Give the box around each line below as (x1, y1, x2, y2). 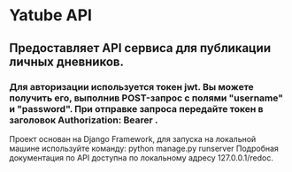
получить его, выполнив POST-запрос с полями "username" (9, 92, 283, 104)
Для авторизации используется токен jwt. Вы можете (9, 80, 254, 93)
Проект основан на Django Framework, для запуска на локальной (9, 133, 257, 144)
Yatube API (9, 5, 93, 26)
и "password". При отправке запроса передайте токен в (9, 102, 264, 115)
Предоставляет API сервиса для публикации (9, 41, 272, 56)
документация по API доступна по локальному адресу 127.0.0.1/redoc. (9, 152, 274, 163)
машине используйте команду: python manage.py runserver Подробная (9, 143, 279, 153)
